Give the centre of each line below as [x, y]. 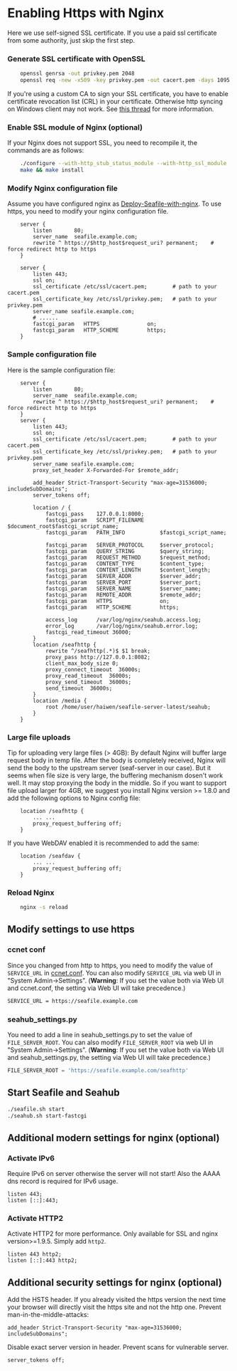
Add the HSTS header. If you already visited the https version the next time [117, 1300]
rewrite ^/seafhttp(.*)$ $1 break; [98, 651]
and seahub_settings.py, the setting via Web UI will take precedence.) [109, 1057]
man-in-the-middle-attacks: [48, 1315]
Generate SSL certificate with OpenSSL [76, 58]
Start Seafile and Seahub [64, 1093]
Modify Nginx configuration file [63, 188]
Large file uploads [39, 737]
